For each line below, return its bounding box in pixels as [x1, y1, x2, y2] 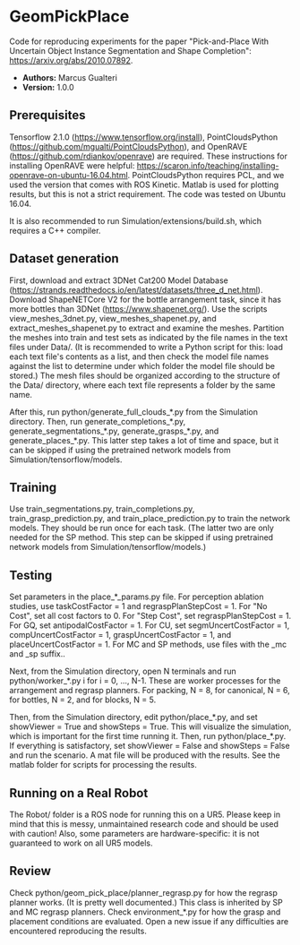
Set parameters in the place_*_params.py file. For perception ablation [9, 591, 264, 602]
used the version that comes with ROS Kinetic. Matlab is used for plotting [9, 179, 279, 190]
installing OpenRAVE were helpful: [9, 159, 135, 171]
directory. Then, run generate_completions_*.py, [9, 416, 186, 426]
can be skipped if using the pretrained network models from [9, 444, 231, 455]
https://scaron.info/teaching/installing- [136, 159, 279, 171]
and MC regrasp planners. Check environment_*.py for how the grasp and [9, 906, 281, 917]
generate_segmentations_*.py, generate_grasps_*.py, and [9, 425, 219, 436]
